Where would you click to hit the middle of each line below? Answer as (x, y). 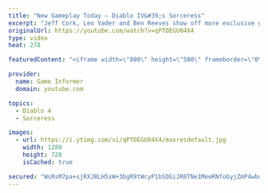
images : (21, 132)
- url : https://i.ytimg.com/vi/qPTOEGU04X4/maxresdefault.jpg (121, 140)
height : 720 (42, 155)
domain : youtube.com (49, 89)
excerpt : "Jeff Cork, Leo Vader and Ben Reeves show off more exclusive (132, 23)
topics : (21, 103)
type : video (28, 38)
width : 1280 (42, 148)
